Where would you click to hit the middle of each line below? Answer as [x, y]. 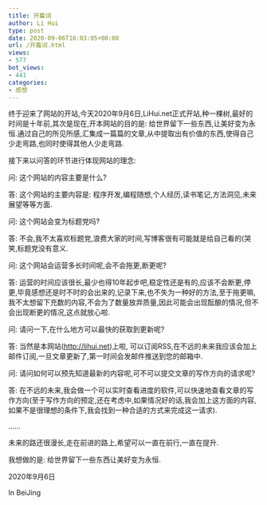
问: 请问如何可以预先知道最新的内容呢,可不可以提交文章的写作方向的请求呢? [132, 373]
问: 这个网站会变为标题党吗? [54, 221]
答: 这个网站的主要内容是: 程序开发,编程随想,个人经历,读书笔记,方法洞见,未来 [133, 195]
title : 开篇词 [30, 16]
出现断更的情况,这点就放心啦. [63, 312]
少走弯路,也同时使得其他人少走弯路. [67, 144]
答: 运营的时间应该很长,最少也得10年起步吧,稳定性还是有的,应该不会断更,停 [130, 282]
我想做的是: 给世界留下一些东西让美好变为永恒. [85, 459]
